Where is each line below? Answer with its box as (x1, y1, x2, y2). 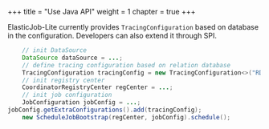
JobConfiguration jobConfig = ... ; (22, 99, 141, 107)
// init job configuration (22, 91, 112, 99)
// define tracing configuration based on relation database (22, 61, 230, 69)
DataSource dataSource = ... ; (22, 54, 124, 62)
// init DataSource (22, 46, 88, 54)
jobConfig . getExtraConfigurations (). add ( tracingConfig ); (7, 106, 202, 114)
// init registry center (22, 76, 105, 84)
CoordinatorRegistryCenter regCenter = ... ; (22, 83, 173, 91)
